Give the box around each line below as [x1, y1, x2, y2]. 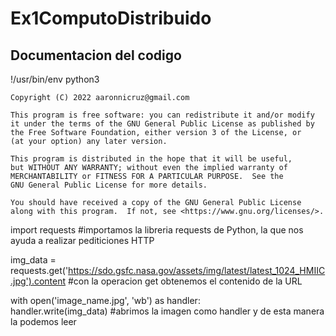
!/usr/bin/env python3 [10, 73, 100, 85]
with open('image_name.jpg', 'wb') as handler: [10, 295, 201, 306]
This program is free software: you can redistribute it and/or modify [10, 110, 315, 120]
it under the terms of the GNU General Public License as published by [10, 119, 315, 129]
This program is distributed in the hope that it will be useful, [10, 154, 293, 164]
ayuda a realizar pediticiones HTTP [10, 235, 155, 246]
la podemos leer [10, 316, 77, 327]
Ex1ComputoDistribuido [10, 7, 212, 30]
